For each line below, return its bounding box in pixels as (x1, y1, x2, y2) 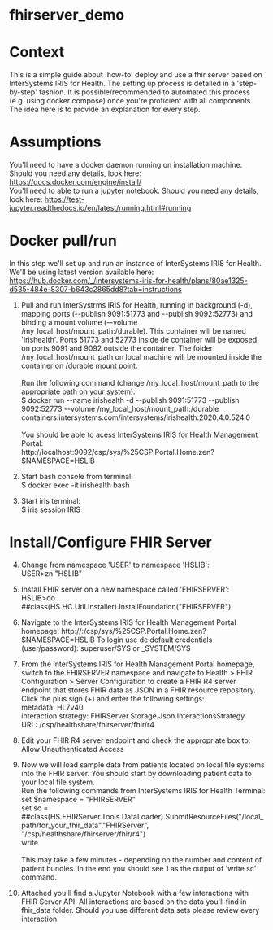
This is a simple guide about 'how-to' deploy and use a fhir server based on (9, 70, 262, 80)
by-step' (9, 87, 37, 97)
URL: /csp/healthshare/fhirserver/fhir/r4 (20, 719, 155, 729)
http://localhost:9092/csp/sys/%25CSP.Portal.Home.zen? (20, 448, 214, 456)
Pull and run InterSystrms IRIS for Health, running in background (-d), (20, 300, 253, 310)
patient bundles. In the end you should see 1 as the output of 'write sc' (20, 863, 257, 873)
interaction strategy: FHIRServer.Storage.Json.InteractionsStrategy (20, 710, 245, 721)
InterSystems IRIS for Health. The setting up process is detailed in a (9, 79, 236, 89)
